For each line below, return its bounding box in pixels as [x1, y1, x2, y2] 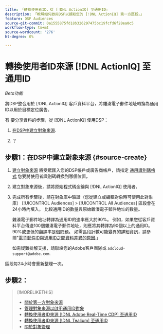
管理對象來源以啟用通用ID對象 [24, 305, 84, 312]
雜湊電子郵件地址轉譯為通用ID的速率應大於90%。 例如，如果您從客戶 [12, 216, 151, 222]
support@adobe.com [12, 251, 50, 256]
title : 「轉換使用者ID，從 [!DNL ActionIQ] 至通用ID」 [5, 7, 110, 12]
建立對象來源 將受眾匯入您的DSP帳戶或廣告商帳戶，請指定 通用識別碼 [12, 167, 151, 173]
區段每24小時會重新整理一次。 [5, 260, 66, 266]
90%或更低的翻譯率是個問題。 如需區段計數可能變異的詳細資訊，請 [12, 228, 147, 234]
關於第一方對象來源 [24, 299, 63, 305]
